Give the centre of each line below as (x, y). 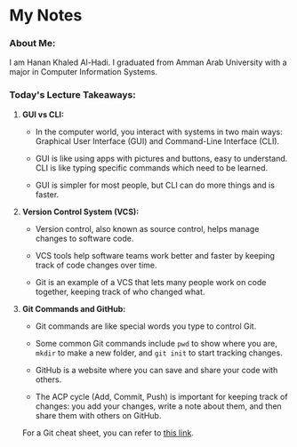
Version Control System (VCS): (80, 212)
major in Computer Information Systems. (84, 72)
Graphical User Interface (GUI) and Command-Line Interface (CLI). (157, 141)
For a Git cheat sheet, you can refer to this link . (108, 433)
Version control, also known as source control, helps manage (147, 228)
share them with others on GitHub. (98, 415)
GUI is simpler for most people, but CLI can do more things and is (155, 185)
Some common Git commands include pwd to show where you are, (156, 343)
